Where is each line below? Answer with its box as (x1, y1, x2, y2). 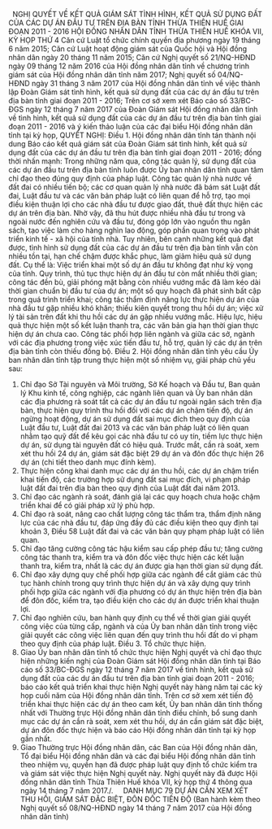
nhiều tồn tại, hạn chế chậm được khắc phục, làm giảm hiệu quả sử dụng (8, 251, 252, 261)
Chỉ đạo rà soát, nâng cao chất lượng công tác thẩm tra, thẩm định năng (19, 509, 261, 518)
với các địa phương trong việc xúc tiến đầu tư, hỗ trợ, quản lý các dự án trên (8, 338, 262, 347)
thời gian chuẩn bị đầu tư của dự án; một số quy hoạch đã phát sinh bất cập (8, 286, 261, 295)
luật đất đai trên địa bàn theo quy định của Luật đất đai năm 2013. (19, 483, 240, 493)
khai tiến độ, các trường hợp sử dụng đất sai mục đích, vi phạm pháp (19, 474, 251, 484)
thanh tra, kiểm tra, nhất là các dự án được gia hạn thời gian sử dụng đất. (19, 561, 264, 570)
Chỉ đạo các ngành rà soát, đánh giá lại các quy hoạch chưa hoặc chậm (19, 492, 261, 501)
